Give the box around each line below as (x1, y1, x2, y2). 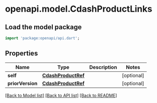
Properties (5, 49, 38, 58)
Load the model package (5, 23, 82, 31)
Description (89, 63, 117, 70)
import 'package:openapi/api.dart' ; (5, 36, 80, 41)
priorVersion (7, 80, 38, 86)
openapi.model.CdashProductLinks (5, 3, 153, 15)
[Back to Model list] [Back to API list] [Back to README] (5, 92, 117, 98)
